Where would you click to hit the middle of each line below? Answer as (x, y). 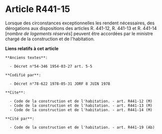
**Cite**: (15, 92)
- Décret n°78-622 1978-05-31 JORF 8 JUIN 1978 (60, 84)
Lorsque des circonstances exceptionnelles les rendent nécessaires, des (80, 23)
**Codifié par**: (23, 75)
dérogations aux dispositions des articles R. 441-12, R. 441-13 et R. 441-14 (81, 28)
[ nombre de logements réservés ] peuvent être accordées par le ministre (79, 33)
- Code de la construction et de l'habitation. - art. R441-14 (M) (81, 110)
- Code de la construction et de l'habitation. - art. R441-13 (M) (81, 106)
